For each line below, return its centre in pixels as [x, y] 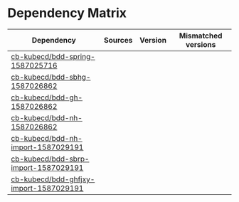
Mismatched [201, 36]
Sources [118, 40]
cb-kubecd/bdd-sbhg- [51, 77]
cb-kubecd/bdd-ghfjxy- [53, 179]
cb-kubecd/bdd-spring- [53, 56]
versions [201, 44]
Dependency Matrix [67, 13]
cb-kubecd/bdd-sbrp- [50, 159]
